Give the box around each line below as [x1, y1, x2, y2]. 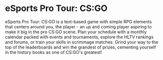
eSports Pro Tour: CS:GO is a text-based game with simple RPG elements [5, 19, 152, 24]
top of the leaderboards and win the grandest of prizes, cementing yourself [5, 44, 157, 50]
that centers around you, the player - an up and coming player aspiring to [5, 24, 152, 29]
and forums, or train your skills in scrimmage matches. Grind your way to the [5, 39, 159, 45]
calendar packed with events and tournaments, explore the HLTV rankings [5, 34, 154, 40]
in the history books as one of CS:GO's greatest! [5, 49, 102, 55]
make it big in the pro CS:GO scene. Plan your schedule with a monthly [5, 29, 147, 35]
